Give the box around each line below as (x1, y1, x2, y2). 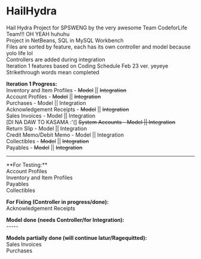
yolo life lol (6, 49, 33, 56)
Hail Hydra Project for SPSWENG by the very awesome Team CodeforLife (6, 24, 187, 31)
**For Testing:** (6, 161, 48, 168)
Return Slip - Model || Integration (6, 125, 87, 132)
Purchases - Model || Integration (6, 99, 86, 106)
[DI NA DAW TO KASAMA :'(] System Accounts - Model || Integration (6, 118, 176, 125)
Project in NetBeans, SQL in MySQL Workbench (6, 37, 124, 44)
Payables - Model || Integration (6, 144, 83, 151)
